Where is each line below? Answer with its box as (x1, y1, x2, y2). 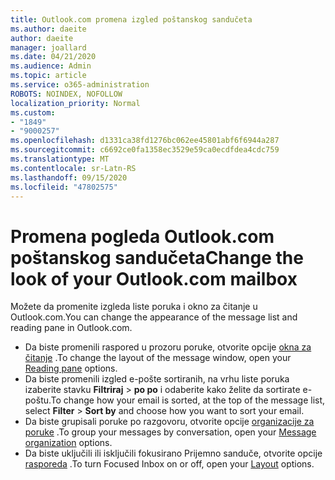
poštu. (24, 394, 52, 406)
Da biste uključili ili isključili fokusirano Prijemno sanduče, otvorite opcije (24, 447, 323, 460)
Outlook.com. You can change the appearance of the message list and (10, 311, 298, 323)
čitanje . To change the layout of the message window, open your (24, 352, 292, 364)
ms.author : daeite (10, 24, 87, 34)
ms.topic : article (10, 71, 87, 81)
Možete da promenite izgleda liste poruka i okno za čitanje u (10, 301, 258, 313)
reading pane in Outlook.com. (10, 322, 133, 334)
